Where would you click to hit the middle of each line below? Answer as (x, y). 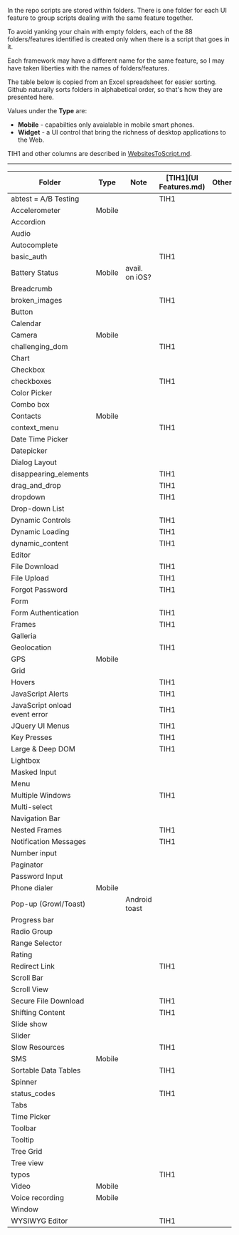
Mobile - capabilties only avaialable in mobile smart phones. (106, 125)
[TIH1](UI (182, 178)
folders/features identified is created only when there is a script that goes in (118, 39)
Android (139, 899)
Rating (22, 955)
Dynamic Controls (41, 520)
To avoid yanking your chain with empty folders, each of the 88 (100, 32)
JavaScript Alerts (40, 694)
